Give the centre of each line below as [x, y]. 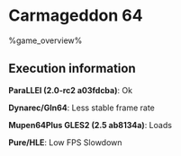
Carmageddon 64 [76, 16]
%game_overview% [45, 40]
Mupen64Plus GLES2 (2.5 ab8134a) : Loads [90, 125]
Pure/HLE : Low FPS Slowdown [65, 142]
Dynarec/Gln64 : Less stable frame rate [81, 108]
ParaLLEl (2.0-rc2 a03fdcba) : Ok [70, 90]
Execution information [72, 69]
